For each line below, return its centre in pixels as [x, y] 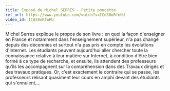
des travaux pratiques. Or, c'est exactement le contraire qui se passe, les [82, 72]
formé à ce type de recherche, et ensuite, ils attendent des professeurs [81, 61]
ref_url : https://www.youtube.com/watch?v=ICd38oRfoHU [65, 15]
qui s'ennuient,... [23, 83]
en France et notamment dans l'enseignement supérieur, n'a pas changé [82, 39]
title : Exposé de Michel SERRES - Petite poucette [61, 10]
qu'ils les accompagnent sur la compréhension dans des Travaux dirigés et [85, 66]
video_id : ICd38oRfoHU [30, 19]
